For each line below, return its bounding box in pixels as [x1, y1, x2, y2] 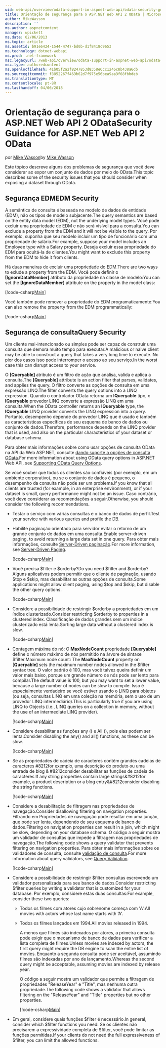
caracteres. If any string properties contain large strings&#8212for [12, 774, 146, 780]
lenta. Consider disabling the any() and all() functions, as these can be [12, 733, 154, 739]
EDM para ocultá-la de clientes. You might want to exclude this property [5, 249, 151, 255]
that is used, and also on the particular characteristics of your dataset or [5, 429, 152, 435]
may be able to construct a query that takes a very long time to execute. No [5, 352, 159, 358]
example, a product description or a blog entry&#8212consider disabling [12, 779, 160, 785]
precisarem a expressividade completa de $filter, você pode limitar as [12, 1027, 155, 1033]
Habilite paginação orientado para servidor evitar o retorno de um [12, 526, 147, 532]
